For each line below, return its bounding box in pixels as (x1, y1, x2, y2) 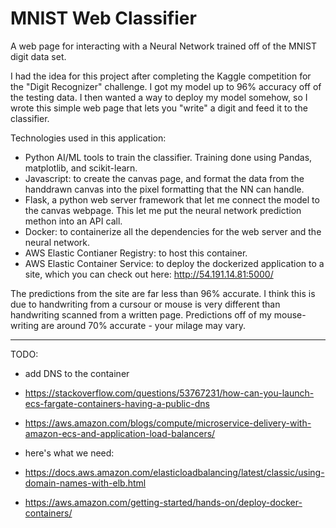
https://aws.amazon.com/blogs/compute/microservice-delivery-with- (24, 417, 312, 429)
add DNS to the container (24, 367, 130, 379)
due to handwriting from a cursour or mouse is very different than (10, 298, 281, 310)
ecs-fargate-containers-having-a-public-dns (24, 397, 210, 409)
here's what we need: (24, 447, 115, 459)
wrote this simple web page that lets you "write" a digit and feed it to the (10, 102, 308, 114)
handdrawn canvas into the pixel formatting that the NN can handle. (24, 183, 305, 195)
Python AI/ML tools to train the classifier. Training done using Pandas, (24, 151, 313, 163)
